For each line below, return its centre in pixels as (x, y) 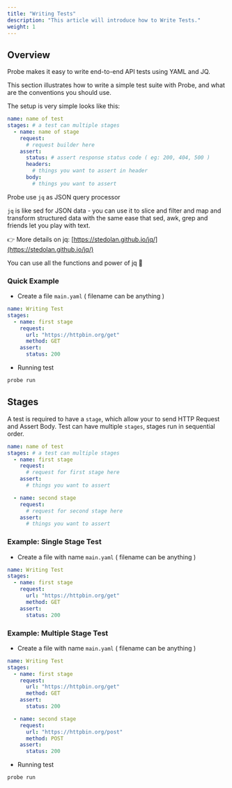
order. (16, 434)
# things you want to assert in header (90, 171)
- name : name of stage (46, 132)
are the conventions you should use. (59, 93)
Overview (29, 55)
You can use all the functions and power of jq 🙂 (75, 263)
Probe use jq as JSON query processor (64, 197)
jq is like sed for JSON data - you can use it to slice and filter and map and (114, 211)
